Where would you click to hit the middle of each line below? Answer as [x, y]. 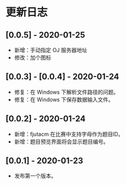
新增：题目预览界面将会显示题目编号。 [61, 141]
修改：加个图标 [33, 57]
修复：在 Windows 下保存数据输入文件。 [64, 99]
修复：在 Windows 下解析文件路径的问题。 [66, 92]
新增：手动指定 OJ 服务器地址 [51, 50]
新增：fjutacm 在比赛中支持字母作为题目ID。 [69, 134]
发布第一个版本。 [35, 176]
